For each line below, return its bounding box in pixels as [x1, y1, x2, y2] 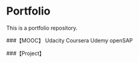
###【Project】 [6, 50, 45, 57]
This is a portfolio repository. [6, 24, 78, 31]
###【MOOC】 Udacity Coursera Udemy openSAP [6, 36, 133, 44]
